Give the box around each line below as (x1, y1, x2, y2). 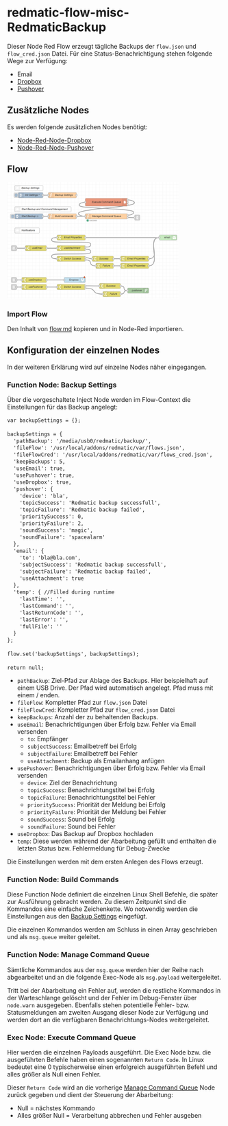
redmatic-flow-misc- (7, 5, 130, 21)
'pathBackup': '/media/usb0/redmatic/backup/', (13, 438, 152, 444)
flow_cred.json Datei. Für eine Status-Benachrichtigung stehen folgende (7, 49, 212, 58)
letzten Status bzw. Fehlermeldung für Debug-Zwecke (16, 844, 170, 853)
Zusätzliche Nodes (7, 104, 90, 116)
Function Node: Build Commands (7, 875, 119, 884)
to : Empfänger (27, 735, 68, 743)
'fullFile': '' (19, 623, 63, 630)
